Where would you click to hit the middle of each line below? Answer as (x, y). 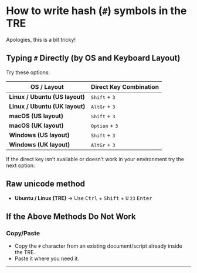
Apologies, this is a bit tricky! (41, 39)
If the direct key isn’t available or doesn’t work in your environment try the (95, 159)
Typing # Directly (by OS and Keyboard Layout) (93, 58)
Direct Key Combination (125, 86)
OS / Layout (47, 86)
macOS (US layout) (36, 116)
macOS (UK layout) (36, 125)
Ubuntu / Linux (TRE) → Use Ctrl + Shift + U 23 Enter (83, 198)
